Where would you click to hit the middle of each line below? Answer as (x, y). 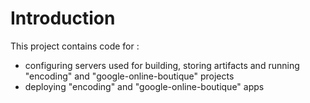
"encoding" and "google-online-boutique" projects (129, 76)
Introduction (63, 18)
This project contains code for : (75, 46)
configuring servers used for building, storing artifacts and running (162, 65)
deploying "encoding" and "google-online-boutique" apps (144, 86)
